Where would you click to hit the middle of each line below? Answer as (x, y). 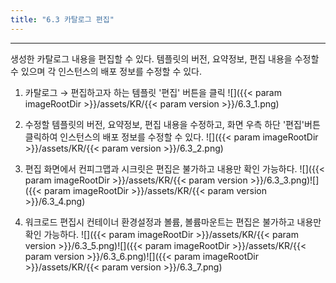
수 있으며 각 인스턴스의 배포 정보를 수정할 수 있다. (106, 71)
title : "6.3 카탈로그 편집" (62, 19)
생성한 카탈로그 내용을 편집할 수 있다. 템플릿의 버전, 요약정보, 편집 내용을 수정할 (165, 58)
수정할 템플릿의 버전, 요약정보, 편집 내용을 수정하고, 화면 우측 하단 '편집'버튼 (172, 124)
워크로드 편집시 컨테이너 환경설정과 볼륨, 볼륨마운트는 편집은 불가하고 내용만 (173, 222)
